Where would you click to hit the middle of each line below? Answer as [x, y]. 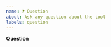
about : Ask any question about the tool [56, 17]
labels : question [27, 22]
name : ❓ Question [27, 11]
